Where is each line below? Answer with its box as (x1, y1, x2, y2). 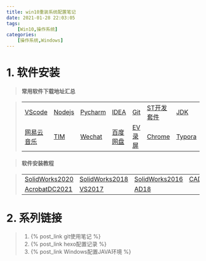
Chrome (147, 132, 170, 141)
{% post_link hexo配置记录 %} (30, 240, 107, 248)
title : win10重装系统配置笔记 (6, 9, 77, 15)
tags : (6, 20, 20, 26)
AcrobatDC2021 (24, 184, 73, 193)
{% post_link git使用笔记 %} (30, 232, 101, 240)
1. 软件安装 (6, 66, 60, 80)
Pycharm (80, 108, 106, 116)
